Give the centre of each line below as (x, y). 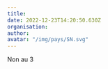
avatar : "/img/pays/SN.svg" (48, 40)
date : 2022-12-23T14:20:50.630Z (54, 20)
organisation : (28, 26)
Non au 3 (20, 59)
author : (18, 33)
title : (17, 14)
